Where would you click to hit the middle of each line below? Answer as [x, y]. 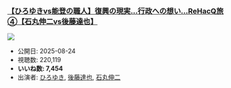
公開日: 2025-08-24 [46, 51]
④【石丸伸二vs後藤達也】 [53, 21]
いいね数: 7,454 [40, 68]
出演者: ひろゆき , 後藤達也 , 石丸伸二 [69, 78]
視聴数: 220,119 [39, 60]
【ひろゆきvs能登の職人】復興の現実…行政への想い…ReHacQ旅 [115, 10]
